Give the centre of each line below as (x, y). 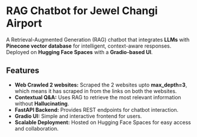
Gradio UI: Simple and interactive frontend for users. (78, 116)
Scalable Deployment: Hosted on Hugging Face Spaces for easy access (103, 122)
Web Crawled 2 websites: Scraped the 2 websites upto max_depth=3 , (101, 85)
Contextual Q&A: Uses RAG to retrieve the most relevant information (98, 97)
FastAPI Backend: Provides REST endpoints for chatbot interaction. (96, 109)
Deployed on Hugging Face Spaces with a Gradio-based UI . (79, 52)
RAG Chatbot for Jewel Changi (82, 11)
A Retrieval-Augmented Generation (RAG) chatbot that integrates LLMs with (98, 39)
